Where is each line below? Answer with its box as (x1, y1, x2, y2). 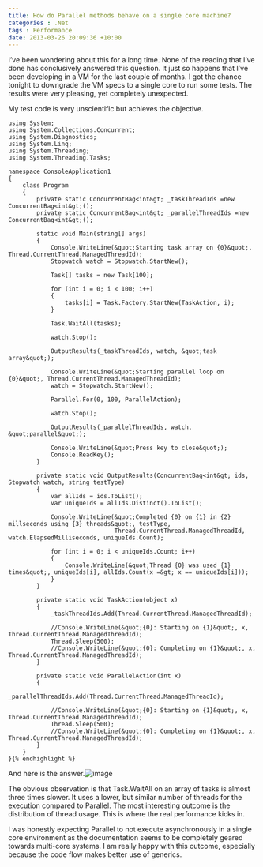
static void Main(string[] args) (36, 230, 147, 238)
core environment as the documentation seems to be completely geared (8, 833, 243, 843)
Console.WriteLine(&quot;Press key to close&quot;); (50, 444, 227, 452)
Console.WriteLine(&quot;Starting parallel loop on (50, 368, 224, 376)
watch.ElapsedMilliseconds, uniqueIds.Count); (8, 534, 164, 542)
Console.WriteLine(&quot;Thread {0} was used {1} (64, 561, 231, 569)
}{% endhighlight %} (8, 755, 77, 763)
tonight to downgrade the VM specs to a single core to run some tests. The (8, 81, 253, 90)
